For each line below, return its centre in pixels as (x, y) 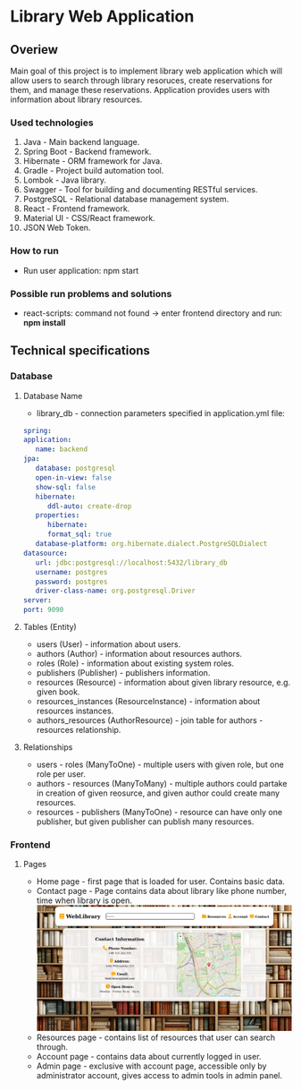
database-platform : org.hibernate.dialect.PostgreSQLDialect (151, 544)
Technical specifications (80, 351)
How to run (34, 251)
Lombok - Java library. (64, 180)
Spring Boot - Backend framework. (87, 152)
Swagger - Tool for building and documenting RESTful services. (140, 190)
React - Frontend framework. (76, 209)
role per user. (61, 774)
